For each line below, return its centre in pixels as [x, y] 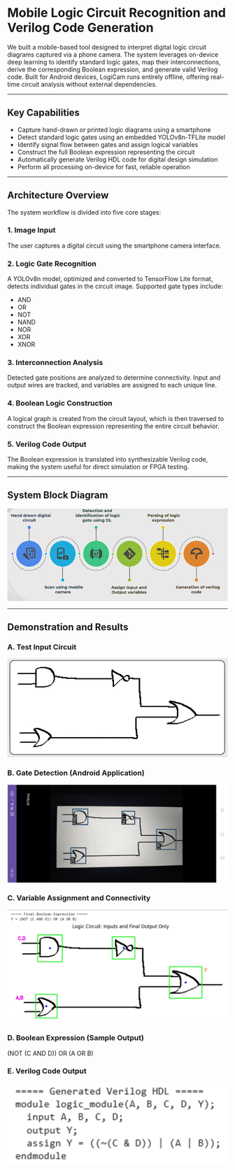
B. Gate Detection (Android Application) [76, 773]
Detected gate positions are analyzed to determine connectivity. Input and [114, 378]
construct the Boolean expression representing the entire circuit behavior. [113, 426]
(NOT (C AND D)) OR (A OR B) [50, 1053]
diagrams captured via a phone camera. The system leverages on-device [113, 55]
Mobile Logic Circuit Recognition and [116, 13]
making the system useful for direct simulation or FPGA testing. [98, 467]
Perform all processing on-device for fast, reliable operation [104, 166]
